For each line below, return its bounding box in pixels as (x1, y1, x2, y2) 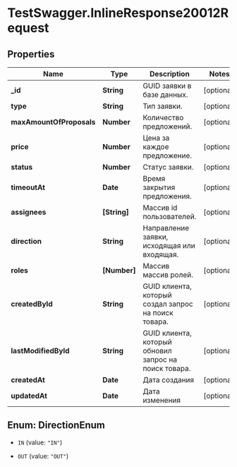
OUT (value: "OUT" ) (17, 451, 69, 460)
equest (7, 20, 49, 36)
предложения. (142, 191, 192, 201)
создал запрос (142, 299, 193, 309)
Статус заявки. (142, 162, 194, 172)
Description (149, 69, 190, 78)
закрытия (142, 182, 176, 192)
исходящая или (142, 241, 195, 250)
